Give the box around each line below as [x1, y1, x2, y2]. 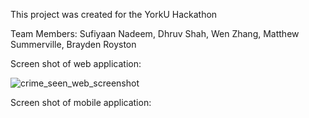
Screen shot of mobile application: [10, 97, 152, 108]
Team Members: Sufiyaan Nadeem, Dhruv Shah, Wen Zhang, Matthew [10, 28, 300, 39]
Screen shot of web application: [10, 58, 142, 69]
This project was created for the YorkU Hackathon [10, 9, 218, 20]
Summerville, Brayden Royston [10, 39, 137, 50]
